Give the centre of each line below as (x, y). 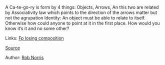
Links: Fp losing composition (34, 38)
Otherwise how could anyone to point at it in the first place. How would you (82, 23)
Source (12, 48)
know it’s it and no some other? (37, 28)
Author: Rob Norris (24, 57)
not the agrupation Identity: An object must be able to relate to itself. (75, 18)
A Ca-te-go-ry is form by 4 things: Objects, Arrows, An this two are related (82, 7)
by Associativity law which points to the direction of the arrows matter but (81, 12)
